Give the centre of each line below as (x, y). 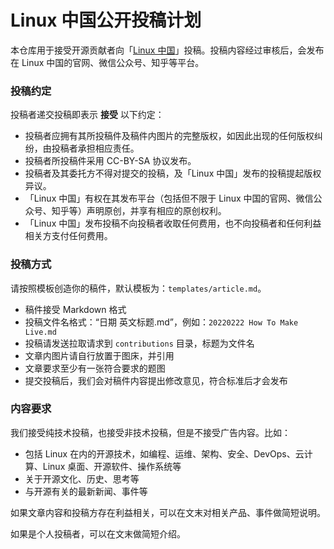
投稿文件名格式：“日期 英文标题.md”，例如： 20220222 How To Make (161, 322)
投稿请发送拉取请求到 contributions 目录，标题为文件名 (139, 343)
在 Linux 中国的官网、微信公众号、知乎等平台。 (107, 62)
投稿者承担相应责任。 (95, 148)
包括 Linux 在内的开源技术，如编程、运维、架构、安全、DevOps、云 (164, 453)
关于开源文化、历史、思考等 (82, 478)
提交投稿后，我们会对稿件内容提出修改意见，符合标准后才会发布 (156, 380)
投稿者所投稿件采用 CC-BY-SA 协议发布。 (110, 161)
